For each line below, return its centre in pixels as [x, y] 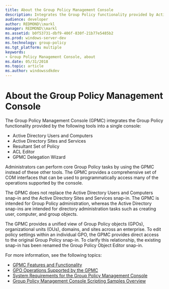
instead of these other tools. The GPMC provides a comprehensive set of [81, 172]
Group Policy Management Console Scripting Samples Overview [79, 281]
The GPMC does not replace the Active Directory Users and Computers [79, 193]
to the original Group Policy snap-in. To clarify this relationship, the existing [83, 240]
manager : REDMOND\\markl [31, 29]
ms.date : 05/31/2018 [27, 62]
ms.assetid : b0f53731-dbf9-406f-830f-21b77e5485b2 [59, 33]
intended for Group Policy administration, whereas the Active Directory [78, 203]
